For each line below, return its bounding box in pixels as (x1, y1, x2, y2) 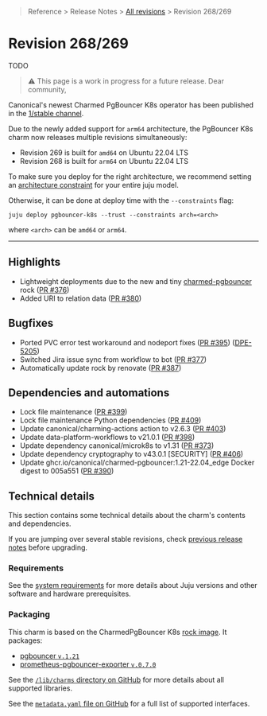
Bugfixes (8, 317, 54, 330)
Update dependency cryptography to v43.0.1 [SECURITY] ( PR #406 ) (19, 449, 244, 459)
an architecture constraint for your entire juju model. (8, 180, 179, 189)
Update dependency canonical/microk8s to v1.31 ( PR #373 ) (19, 441, 215, 450)
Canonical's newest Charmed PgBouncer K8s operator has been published (8, 99, 254, 110)
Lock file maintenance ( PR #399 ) (19, 407, 128, 417)
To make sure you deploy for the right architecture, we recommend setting (8, 171, 252, 181)
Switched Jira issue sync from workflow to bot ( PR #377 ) (19, 354, 207, 364)
